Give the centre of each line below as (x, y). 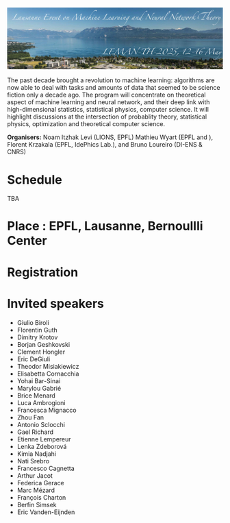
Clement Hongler (41, 352)
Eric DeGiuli (34, 359)
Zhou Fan (30, 417)
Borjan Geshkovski (43, 344)
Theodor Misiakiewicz (48, 366)
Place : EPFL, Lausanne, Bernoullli (105, 226)
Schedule (35, 180)
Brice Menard (36, 396)
